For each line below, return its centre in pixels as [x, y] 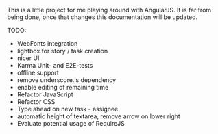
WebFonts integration [47, 43]
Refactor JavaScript [45, 94]
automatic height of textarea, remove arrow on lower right [98, 116]
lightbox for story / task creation [62, 51]
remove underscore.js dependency [66, 80]
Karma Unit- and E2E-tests [55, 65]
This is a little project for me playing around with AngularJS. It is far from [109, 10]
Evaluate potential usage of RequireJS [71, 123]
